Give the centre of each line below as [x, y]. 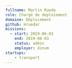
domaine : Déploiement [28, 19]
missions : [16, 29]
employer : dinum [32, 48]
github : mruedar [22, 24]
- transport [27, 58]
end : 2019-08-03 [32, 39]
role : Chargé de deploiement [36, 15]
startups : [16, 53]
